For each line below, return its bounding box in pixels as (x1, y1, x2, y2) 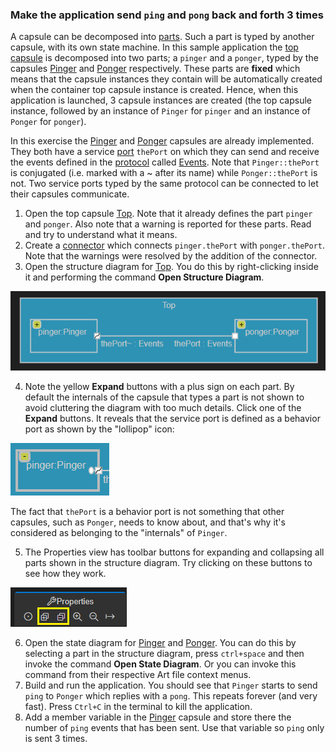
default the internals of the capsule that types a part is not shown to (24, 391, 305, 403)
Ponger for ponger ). (10, 116, 87, 128)
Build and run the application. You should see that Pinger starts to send (24, 679, 318, 691)
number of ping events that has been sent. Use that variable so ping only (24, 721, 325, 733)
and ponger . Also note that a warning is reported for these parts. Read (24, 218, 312, 230)
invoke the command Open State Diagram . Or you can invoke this (24, 658, 297, 670)
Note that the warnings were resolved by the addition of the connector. (24, 250, 318, 262)
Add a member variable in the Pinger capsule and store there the (24, 711, 292, 723)
